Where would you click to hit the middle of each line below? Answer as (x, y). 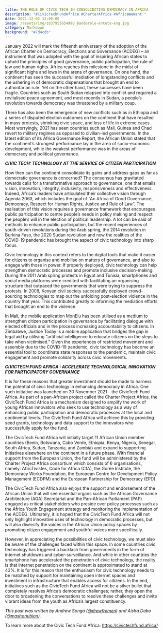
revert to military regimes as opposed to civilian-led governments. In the (77, 133)
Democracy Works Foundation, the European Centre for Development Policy (81, 474)
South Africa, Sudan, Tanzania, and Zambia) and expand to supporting (75, 448)
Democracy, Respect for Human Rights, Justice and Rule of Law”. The (75, 204)
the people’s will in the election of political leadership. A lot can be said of (78, 219)
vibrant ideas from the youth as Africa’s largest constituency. (66, 601)
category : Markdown (25, 28)
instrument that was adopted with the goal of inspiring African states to (76, 56)
